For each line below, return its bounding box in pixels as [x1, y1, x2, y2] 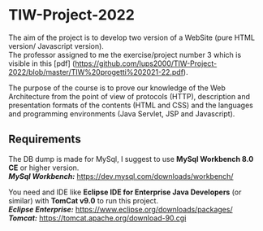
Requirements [8, 133, 81, 146]
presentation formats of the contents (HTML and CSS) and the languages [8, 100, 253, 110]
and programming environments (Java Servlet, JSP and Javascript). [8, 108, 235, 119]
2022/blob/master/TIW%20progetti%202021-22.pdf [8, 67, 184, 76]
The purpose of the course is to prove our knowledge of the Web [8, 83, 226, 93]
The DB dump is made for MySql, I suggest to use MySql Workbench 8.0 [8, 154, 254, 163]
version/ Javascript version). [8, 41, 104, 50]
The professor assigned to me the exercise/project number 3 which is [8, 50, 242, 59]
